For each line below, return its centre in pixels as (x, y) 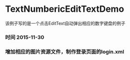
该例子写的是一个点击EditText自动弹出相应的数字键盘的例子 (65, 23)
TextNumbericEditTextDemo (65, 9)
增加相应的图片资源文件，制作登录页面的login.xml (65, 52)
